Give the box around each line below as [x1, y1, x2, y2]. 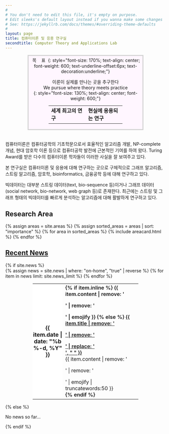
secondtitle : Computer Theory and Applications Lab [5, 41, 117, 46]
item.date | [33, 331, 63, 339]
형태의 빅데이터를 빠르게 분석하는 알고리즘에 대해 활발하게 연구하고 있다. [14, 195, 158, 201]
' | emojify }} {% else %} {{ [65, 313, 130, 320]
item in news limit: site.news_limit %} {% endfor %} [5, 273, 113, 279]
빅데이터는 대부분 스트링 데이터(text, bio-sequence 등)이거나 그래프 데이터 [5, 182, 154, 188]
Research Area [5, 209, 53, 218]
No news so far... [5, 414, 41, 420]
